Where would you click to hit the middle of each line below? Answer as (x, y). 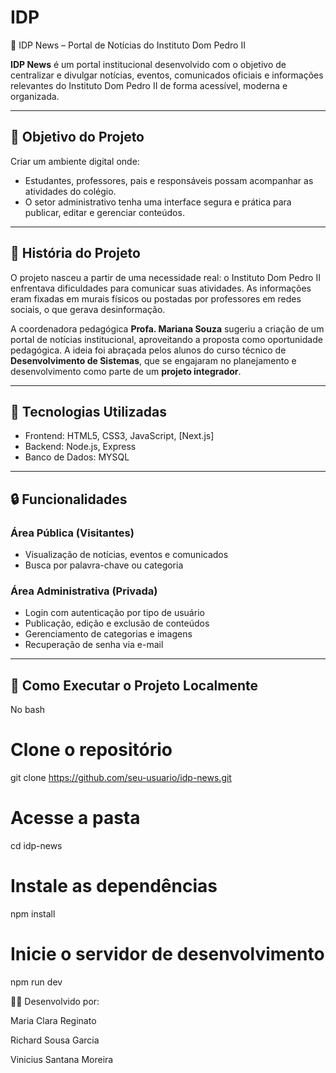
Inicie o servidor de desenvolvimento (167, 954)
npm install (33, 913)
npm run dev (36, 982)
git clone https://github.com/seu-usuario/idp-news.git (121, 778)
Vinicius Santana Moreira (62, 1059)
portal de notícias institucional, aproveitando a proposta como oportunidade (166, 339)
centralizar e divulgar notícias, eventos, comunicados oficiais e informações (167, 75)
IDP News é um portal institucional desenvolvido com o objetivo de (148, 64)
